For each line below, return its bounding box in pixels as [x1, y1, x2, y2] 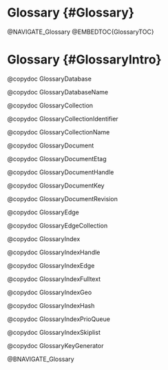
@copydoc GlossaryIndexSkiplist [7, 328, 101, 336]
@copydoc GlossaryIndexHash [7, 301, 95, 309]
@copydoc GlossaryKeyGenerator [7, 341, 104, 349]
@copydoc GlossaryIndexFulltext [7, 274, 101, 283]
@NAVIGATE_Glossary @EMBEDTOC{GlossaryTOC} [7, 28, 154, 36]
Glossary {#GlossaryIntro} [7, 52, 162, 68]
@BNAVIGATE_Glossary [7, 355, 74, 363]
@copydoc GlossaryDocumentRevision [7, 194, 118, 203]
